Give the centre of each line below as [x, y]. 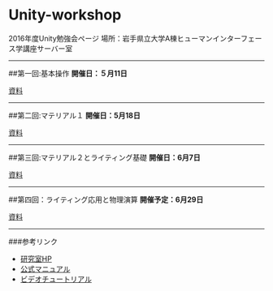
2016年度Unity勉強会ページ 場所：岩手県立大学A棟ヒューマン [110, 38]
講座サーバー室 [48, 48]
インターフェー [237, 38]
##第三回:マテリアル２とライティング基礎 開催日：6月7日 [104, 157]
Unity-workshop [65, 15]
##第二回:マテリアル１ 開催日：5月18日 [74, 115]
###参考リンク [33, 242]
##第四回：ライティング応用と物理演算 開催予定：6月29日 [106, 199]
